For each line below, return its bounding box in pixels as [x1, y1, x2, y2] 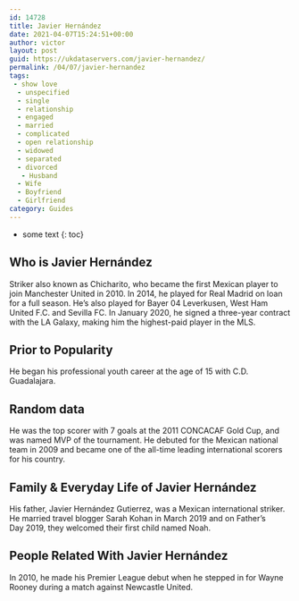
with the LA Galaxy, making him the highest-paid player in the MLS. [9, 317, 256, 327]
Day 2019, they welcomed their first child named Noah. [9, 522, 212, 533]
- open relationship [17, 138, 94, 147]
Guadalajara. [9, 376, 56, 386]
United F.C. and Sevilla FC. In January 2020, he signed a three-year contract [9, 307, 291, 317]
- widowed [17, 146, 54, 155]
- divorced [17, 163, 58, 172]
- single [17, 96, 50, 106]
